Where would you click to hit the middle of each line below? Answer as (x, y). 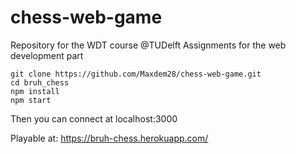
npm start (31, 100)
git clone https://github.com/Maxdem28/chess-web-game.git (136, 74)
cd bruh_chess (40, 82)
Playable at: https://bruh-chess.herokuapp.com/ (109, 138)
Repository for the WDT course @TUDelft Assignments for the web (148, 45)
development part (47, 55)
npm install (35, 91)
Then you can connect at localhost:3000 (94, 118)
